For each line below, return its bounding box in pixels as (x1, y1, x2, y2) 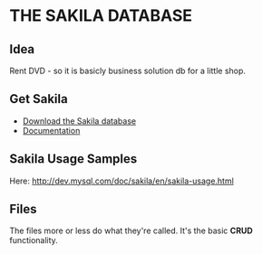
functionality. (9, 235, 59, 246)
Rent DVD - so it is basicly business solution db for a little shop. (9, 65, 247, 76)
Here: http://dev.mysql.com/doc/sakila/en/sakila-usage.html (9, 175, 234, 186)
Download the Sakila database (22, 115, 137, 127)
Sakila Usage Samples (9, 151, 138, 167)
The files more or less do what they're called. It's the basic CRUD (9, 225, 254, 236)
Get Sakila (9, 91, 68, 107)
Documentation (22, 125, 81, 136)
